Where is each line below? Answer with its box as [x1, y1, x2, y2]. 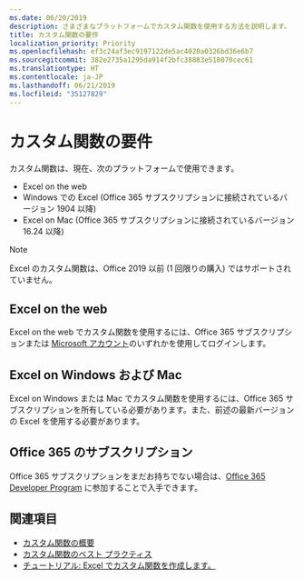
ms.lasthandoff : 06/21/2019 [9, 81, 116, 90]
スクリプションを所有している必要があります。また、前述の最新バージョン [16, 404, 295, 415]
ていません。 [9, 275, 57, 285]
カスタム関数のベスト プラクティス [22, 548, 152, 559]
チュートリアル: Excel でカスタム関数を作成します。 [22, 560, 216, 571]
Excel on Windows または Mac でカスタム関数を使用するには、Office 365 [9, 393, 284, 404]
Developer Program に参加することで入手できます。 [9, 482, 202, 493]
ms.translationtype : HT [9, 65, 100, 74]
